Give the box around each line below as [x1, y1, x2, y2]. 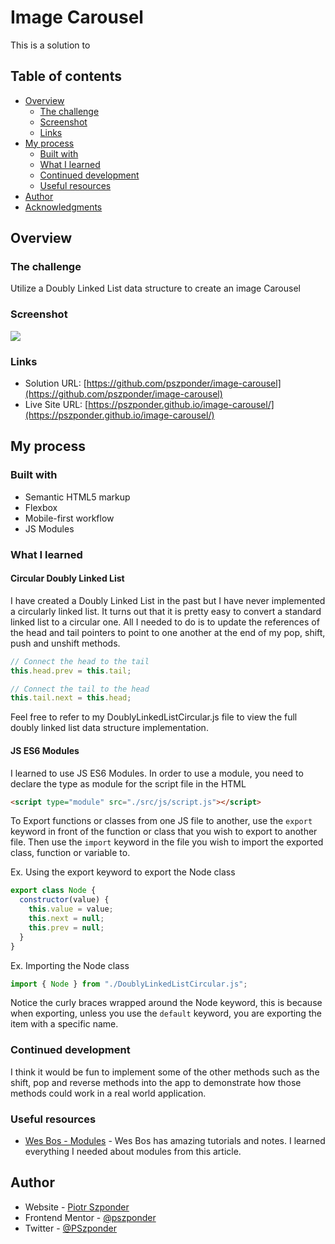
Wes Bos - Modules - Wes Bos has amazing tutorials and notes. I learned [24, 1135, 326, 1147]
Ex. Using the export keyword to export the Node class [10, 866, 236, 878]
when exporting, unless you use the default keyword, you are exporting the [10, 1007, 322, 1020]
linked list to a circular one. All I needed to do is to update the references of [10, 616, 320, 628]
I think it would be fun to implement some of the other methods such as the [10, 1066, 320, 1078]
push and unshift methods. [10, 637, 121, 649]
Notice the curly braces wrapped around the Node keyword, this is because [10, 997, 323, 1009]
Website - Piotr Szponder [24, 1201, 130, 1213]
